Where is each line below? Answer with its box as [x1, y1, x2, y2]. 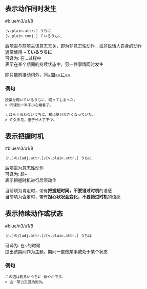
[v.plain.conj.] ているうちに [5, 33, 62, 38]
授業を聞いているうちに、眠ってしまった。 [5, 98, 78, 103]
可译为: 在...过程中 [5, 55, 42, 61]
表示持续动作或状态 [5, 210, 63, 218]
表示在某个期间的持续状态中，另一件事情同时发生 [5, 61, 104, 67]
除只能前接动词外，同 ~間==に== [5, 72, 71, 78]
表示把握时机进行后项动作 [5, 177, 57, 183]
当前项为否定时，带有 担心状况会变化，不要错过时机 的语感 [5, 193, 121, 200]
